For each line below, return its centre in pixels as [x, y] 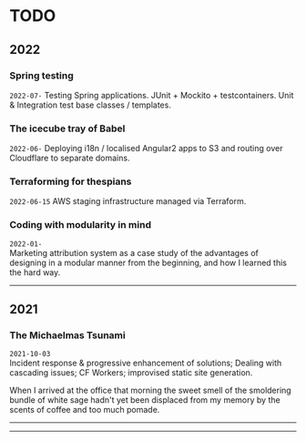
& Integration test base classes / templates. [90, 105]
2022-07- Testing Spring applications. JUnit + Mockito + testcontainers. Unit [152, 95]
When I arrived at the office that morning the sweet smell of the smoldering [150, 390]
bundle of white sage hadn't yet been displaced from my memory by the [145, 400]
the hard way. [35, 272]
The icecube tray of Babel [67, 128]
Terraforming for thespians [71, 181]
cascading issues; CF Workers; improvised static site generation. [131, 373]
